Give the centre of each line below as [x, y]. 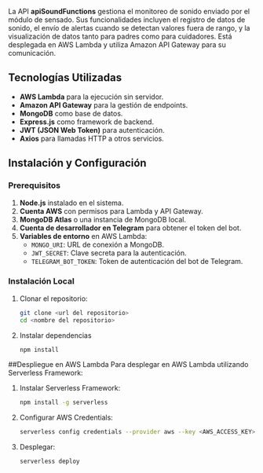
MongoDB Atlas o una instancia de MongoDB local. [103, 219]
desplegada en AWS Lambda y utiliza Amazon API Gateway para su [117, 45]
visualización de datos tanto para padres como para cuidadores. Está [120, 36]
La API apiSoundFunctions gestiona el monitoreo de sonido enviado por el [129, 11]
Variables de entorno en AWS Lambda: [83, 236]
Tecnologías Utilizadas [65, 78]
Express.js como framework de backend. [87, 122]
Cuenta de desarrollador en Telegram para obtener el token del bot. [130, 228]
